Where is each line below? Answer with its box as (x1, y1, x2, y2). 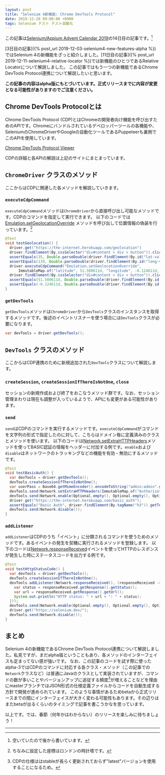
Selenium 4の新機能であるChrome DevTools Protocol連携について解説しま (5, 646, 155, 652)
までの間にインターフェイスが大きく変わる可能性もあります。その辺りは (13, 695, 159, 701)
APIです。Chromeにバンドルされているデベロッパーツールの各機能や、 (13, 122, 157, 128)
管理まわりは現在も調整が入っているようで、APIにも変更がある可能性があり (5, 396, 158, 402)
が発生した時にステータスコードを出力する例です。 (5, 552, 108, 558)
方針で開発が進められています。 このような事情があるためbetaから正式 (5, 689, 148, 695)
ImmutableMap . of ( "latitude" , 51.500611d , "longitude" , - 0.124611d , (18, 268, 160, 273)
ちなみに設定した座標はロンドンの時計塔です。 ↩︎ (12, 748, 112, 754)
